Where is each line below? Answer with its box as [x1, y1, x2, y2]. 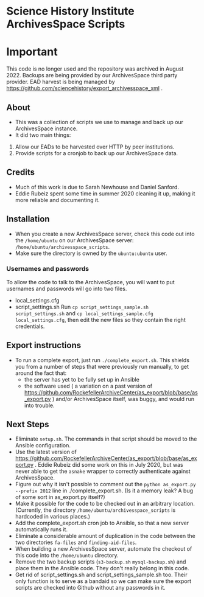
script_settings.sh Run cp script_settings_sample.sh [15, 303, 149, 310]
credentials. [15, 323, 45, 330]
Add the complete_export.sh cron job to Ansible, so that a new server [15, 519, 189, 527]
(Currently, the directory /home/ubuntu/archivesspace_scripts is [15, 506, 176, 514]
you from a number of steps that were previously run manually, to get [15, 363, 189, 370]
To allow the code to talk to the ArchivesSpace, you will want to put [6, 278, 175, 285]
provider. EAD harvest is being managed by [6, 78, 115, 86]
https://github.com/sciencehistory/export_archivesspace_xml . [6, 85, 163, 92]
